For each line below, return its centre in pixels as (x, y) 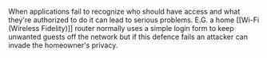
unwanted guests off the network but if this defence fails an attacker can (128, 37)
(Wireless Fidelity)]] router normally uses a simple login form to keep (121, 28)
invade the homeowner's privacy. (63, 45)
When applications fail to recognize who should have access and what (124, 12)
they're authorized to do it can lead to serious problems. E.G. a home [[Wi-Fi (134, 20)
